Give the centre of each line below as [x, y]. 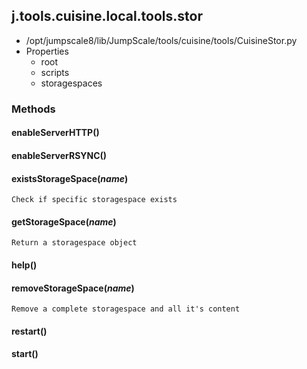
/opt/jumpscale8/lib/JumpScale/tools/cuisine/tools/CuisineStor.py [161, 40]
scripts [55, 72]
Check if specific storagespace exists [94, 200]
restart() [29, 331]
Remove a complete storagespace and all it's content [126, 309]
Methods [33, 109]
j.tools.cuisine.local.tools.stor [107, 16]
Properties [47, 51]
